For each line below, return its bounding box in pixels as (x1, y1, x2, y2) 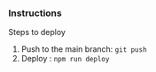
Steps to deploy (8, 27, 66, 38)
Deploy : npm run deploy (20, 54, 110, 64)
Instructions (8, 7, 63, 19)
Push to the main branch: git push (20, 44, 147, 54)
